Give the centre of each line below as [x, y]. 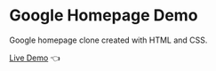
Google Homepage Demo [104, 16]
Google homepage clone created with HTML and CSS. [108, 40]
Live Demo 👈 [35, 58]
